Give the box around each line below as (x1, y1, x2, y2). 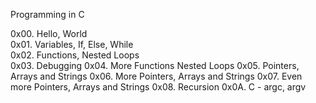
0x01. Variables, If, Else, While (10, 39, 134, 50)
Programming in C (10, 9, 85, 20)
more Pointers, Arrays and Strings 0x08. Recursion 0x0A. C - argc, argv (10, 81, 307, 93)
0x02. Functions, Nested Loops (10, 49, 140, 61)
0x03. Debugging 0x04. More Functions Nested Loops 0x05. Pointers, (10, 60, 300, 71)
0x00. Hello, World (10, 28, 88, 39)
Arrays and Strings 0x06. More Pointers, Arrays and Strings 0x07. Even (10, 70, 303, 82)
